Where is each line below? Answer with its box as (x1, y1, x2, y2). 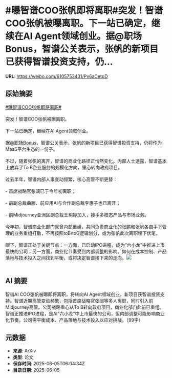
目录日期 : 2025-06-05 (12, 367, 60, 373)
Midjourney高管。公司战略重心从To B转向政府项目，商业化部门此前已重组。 (5, 304, 164, 310)
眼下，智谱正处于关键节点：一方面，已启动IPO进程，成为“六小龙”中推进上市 (5, 242, 165, 248)
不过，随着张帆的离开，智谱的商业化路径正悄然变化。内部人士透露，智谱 (5, 157, 158, 164)
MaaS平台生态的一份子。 (5, 146, 58, 152)
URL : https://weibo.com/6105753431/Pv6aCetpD (5, 73, 109, 79)
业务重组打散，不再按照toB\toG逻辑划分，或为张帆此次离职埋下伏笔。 (14, 230, 161, 236)
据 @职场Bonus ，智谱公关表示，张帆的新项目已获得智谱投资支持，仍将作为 (5, 140, 162, 146)
